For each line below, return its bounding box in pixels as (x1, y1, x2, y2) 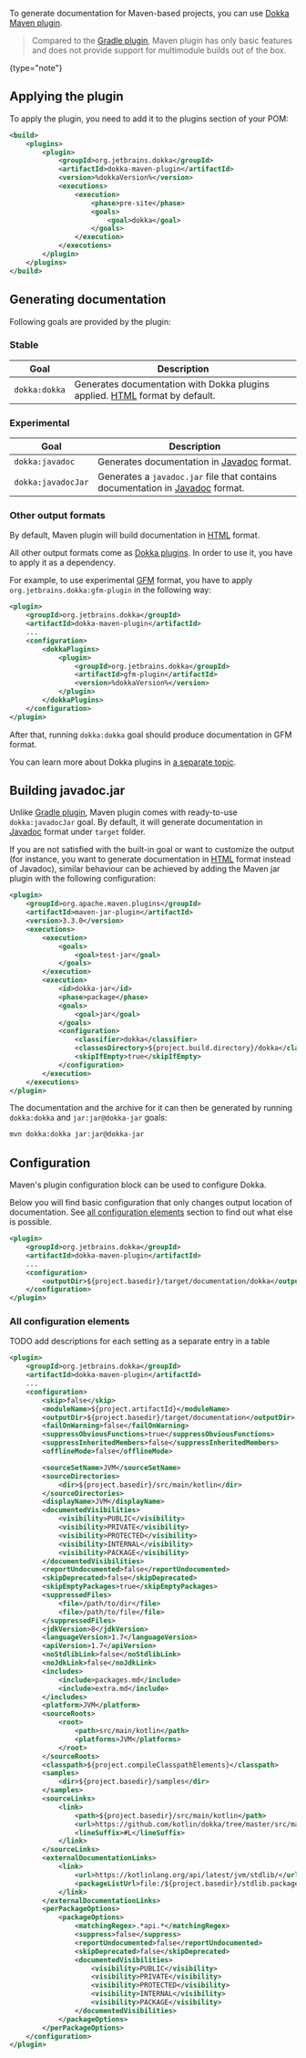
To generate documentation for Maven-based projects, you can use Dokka (9, 8, 290, 18)
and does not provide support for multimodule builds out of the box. (31, 45, 287, 56)
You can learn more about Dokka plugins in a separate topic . (9, 757, 237, 768)
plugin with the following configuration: (9, 873, 157, 884)
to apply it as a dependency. (9, 557, 116, 569)
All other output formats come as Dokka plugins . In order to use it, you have (9, 548, 293, 559)
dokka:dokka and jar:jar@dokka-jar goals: (9, 1113, 168, 1123)
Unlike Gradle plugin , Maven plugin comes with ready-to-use (9, 807, 239, 818)
